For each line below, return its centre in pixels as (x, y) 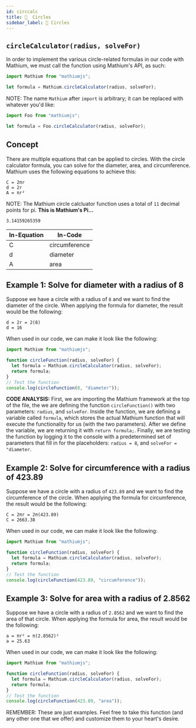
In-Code (70, 235)
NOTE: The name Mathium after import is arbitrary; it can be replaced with (95, 98)
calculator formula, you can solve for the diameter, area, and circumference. (98, 165)
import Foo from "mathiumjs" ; (43, 115)
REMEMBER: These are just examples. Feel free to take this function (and (95, 713)
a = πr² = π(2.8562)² (33, 636)
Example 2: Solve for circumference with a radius (98, 468)
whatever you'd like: (31, 105)
